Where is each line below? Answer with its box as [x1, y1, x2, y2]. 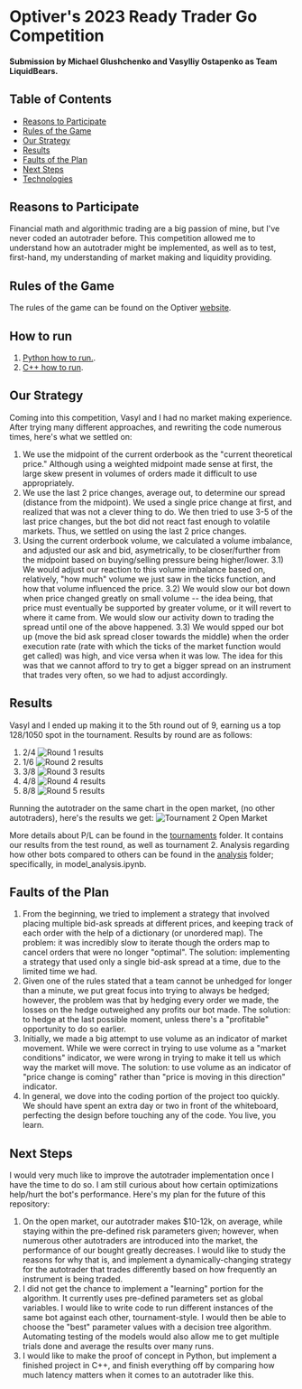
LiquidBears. [9, 65, 59, 76]
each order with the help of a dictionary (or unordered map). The [22, 928, 263, 938]
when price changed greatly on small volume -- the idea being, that [22, 592, 273, 603]
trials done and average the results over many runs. [22, 1341, 215, 1352]
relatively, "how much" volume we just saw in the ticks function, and [22, 573, 277, 584]
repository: [9, 1198, 50, 1209]
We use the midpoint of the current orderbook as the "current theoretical [22, 449, 293, 460]
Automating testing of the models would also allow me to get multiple [22, 1331, 279, 1342]
